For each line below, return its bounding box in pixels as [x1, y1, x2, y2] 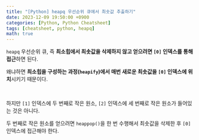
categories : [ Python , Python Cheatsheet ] [6, 20, 111, 26]
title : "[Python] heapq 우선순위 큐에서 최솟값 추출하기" [6, 8, 136, 15]
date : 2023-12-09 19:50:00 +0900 [6, 14, 90, 20]
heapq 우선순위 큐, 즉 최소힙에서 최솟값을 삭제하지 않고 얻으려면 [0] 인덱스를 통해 [6, 48, 193, 55]
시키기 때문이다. [11, 76, 48, 83]
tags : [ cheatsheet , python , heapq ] [6, 25, 95, 32]
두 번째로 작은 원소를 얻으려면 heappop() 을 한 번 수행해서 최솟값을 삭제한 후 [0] [6, 120, 191, 127]
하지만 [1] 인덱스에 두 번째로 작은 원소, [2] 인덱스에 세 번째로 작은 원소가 [6, 99, 176, 107]
